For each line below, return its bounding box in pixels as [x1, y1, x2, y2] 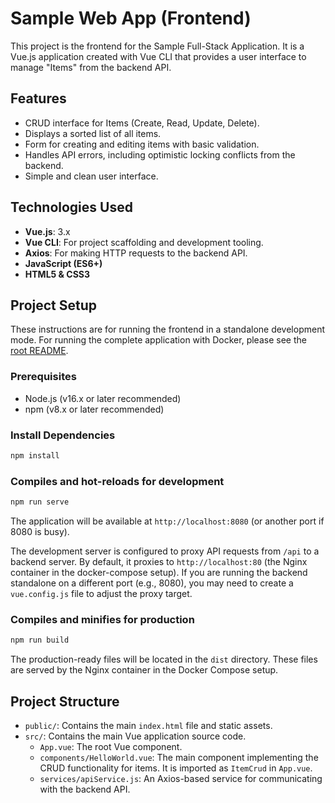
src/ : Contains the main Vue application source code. [24, 730, 247, 742]
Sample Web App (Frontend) [10, 7, 252, 30]
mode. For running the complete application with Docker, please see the [10, 334, 307, 346]
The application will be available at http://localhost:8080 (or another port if [10, 515, 325, 527]
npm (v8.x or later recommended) [24, 403, 165, 415]
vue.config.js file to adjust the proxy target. [10, 588, 193, 600]
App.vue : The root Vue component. [39, 741, 183, 752]
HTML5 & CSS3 [24, 268, 91, 280]
